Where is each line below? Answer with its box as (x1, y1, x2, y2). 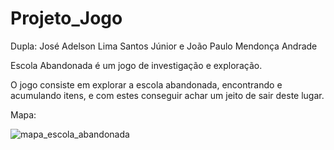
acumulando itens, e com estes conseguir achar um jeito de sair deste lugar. (10, 89, 325, 101)
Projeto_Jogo (10, 7, 123, 30)
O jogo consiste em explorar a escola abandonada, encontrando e (10, 78, 283, 91)
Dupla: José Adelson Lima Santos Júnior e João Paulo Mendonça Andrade (10, 40, 318, 52)
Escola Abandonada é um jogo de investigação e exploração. (10, 59, 263, 71)
